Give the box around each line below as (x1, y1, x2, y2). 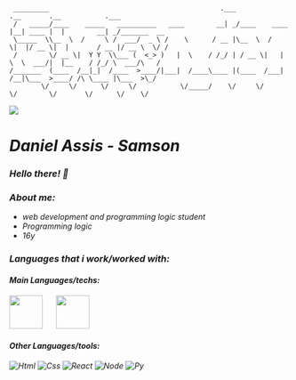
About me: (9, 191, 56, 204)
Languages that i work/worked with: (9, 253, 171, 265)
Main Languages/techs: (9, 274, 100, 285)
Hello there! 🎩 (9, 167, 69, 180)
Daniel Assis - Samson (9, 136, 180, 156)
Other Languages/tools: (9, 341, 100, 352)
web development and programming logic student (21, 212, 206, 222)
